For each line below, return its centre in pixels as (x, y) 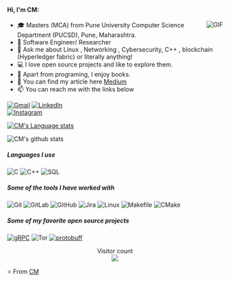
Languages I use (31, 155)
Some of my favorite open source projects (68, 220)
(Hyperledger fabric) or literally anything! (75, 57)
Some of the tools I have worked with (61, 188)
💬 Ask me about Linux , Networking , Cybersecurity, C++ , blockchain (115, 50)
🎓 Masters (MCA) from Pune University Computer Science (101, 25)
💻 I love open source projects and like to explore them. (95, 64)
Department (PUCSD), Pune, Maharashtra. (77, 35)
